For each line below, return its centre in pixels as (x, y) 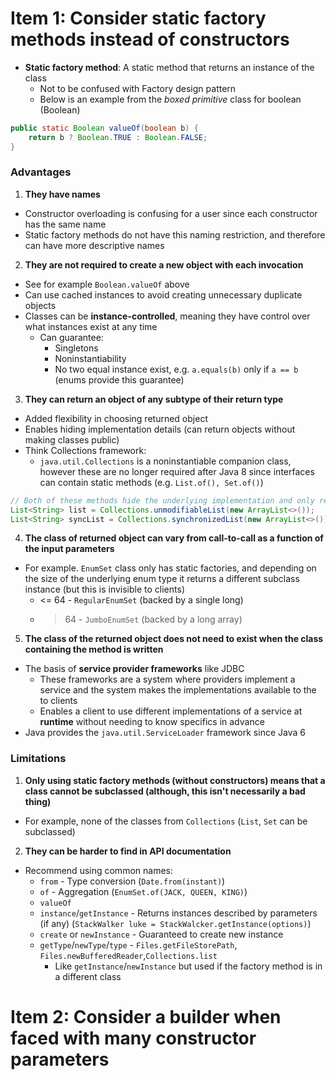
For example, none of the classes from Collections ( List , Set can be (166, 821)
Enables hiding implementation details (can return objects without (160, 429)
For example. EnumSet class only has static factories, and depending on (170, 568)
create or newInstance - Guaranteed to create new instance (161, 934)
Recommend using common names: (98, 870)
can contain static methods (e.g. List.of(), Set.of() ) (151, 482)
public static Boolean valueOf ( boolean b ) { (104, 128)
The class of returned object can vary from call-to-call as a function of (174, 538)
